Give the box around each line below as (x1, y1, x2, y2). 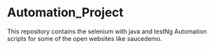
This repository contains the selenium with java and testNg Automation (7, 27, 207, 35)
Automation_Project (7, 5, 124, 20)
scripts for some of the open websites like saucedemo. (7, 34, 163, 42)
